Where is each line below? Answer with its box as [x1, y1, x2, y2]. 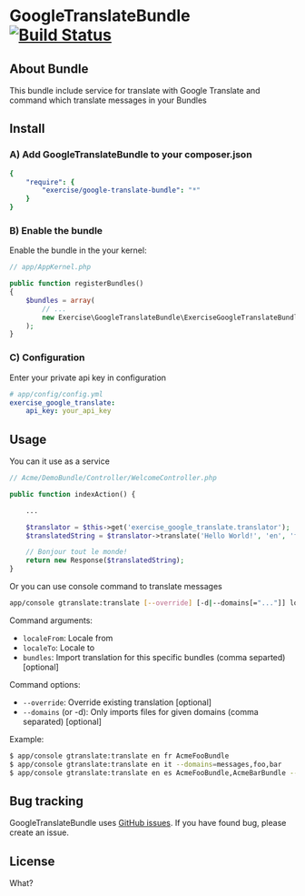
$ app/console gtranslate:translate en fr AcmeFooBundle [9, 751, 230, 760]
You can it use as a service [9, 456, 111, 467]
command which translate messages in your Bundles [9, 95, 207, 106]
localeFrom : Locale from [22, 632, 113, 643]
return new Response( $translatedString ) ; [25, 556, 184, 565]
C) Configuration [9, 351, 85, 364]
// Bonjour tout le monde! [25, 548, 128, 557]
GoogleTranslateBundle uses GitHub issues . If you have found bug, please [9, 818, 287, 829]
